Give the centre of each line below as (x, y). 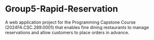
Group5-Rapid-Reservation (62, 9)
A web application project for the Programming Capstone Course (70, 22)
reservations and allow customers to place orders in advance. (67, 32)
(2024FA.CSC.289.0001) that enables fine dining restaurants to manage (77, 27)
